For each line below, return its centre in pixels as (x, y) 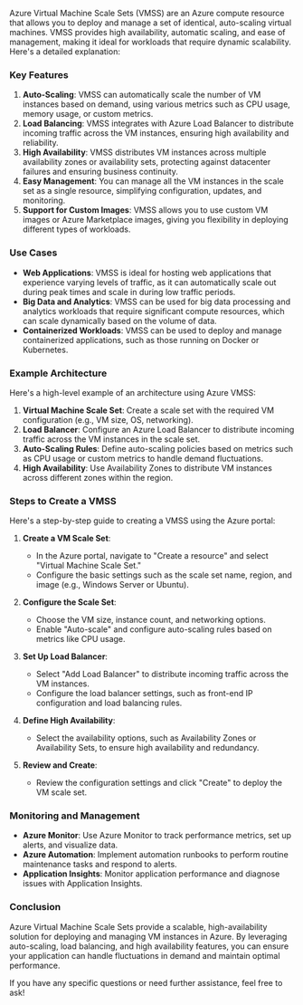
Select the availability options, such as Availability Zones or (146, 738)
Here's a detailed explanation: (65, 52)
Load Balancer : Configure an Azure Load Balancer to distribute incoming (158, 429)
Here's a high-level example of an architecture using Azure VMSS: (133, 392)
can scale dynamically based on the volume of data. (119, 321)
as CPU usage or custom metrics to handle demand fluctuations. (143, 458)
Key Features (39, 74)
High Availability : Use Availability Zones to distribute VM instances (147, 468)
